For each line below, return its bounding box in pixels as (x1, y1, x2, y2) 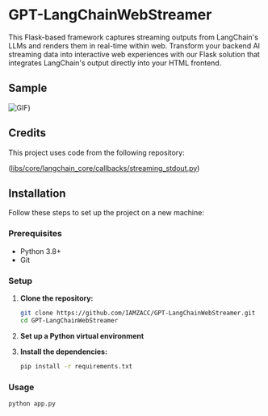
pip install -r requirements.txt (19, 362, 133, 370)
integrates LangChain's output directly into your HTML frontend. (8, 58, 222, 68)
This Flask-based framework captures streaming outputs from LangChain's (8, 32, 258, 42)
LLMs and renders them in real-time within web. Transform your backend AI (8, 40, 261, 50)
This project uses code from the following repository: (8, 148, 186, 157)
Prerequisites (8, 228, 62, 239)
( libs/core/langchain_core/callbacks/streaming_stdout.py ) (8, 163, 200, 173)
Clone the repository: (19, 293, 94, 303)
